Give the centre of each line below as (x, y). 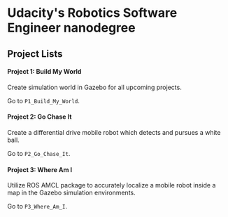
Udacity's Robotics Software (92, 13)
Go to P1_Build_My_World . (44, 100)
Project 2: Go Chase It (40, 117)
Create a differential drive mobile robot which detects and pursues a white (114, 132)
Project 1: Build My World (44, 72)
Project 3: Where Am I (40, 169)
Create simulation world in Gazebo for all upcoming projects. (94, 87)
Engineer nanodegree (71, 28)
